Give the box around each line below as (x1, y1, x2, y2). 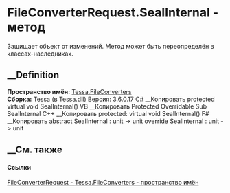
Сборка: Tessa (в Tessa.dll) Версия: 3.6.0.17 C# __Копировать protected (7, 95, 215, 103)
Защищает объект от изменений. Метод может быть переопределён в (7, 42, 214, 50)
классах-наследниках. (7, 49, 73, 58)
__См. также (7, 144, 63, 156)
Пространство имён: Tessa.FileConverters (7, 87, 132, 95)
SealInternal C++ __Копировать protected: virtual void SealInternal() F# (7, 109, 209, 117)
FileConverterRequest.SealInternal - (7, 5, 219, 21)
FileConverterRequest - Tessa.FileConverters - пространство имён (7, 179, 199, 187)
